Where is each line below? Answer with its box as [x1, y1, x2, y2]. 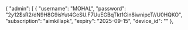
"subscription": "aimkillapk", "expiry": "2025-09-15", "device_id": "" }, [5, 18, 174, 24]
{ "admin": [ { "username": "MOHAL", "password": [5, 5, 127, 12]
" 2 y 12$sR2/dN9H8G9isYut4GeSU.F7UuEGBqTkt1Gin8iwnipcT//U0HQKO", [5, 11, 183, 18]
